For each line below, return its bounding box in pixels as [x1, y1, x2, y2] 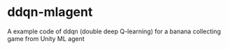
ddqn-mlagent [7, 4, 93, 20]
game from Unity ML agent [7, 34, 85, 42]
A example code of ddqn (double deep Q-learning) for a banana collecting [7, 27, 222, 35]
